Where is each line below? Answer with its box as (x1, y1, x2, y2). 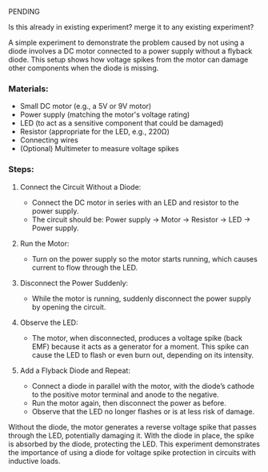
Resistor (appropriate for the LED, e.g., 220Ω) (19, 127, 170, 137)
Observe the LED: (19, 318, 78, 327)
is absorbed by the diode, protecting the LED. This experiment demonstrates (8, 439, 260, 449)
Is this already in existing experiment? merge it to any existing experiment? (8, 22, 254, 31)
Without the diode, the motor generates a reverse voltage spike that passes (8, 422, 258, 431)
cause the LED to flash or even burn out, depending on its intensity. (31, 350, 254, 359)
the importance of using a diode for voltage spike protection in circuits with (8, 447, 256, 457)
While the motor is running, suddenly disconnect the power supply (31, 294, 252, 303)
